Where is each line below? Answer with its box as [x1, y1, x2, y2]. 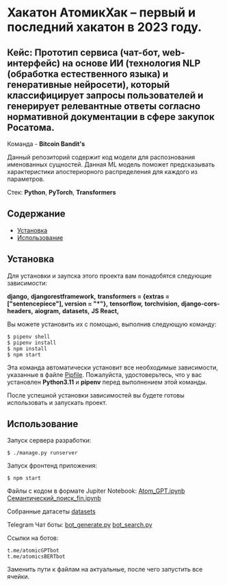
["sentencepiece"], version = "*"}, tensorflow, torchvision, [7, 300, 180, 308]
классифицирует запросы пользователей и [7, 89, 204, 101]
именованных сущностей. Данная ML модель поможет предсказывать [7, 160, 215, 169]
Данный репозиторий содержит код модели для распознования [7, 153, 196, 161]
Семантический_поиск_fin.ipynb [7, 494, 101, 502]
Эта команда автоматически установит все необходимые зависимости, [7, 363, 219, 371]
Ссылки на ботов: [7, 534, 59, 542]
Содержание [7, 208, 66, 220]
